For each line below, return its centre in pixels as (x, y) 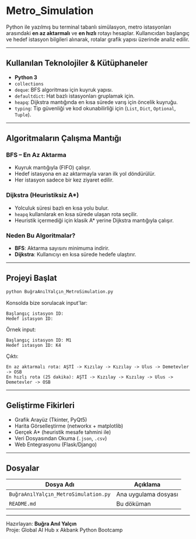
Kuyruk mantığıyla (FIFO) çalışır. (53, 168)
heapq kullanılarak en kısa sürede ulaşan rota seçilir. (76, 214)
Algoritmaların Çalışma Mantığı (64, 138)
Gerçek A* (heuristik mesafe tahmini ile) (63, 432)
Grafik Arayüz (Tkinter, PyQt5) (51, 419)
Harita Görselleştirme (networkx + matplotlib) (69, 426)
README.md (22, 504)
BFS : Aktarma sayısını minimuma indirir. (62, 248)
